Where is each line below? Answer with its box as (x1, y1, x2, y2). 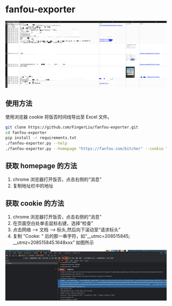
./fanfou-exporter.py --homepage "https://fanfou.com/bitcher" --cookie (5, 146, 164, 152)
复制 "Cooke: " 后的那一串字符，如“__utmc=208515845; (12, 233, 131, 239)
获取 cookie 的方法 (5, 199, 64, 208)
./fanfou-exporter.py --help (5, 141, 68, 146)
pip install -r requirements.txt (5, 135, 77, 140)
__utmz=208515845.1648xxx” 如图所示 (12, 239, 94, 246)
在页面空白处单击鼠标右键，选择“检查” (12, 220, 94, 226)
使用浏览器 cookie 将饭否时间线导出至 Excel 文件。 (5, 114, 113, 120)
